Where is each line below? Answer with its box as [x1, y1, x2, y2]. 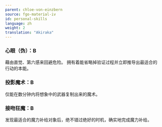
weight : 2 [5, 26, 26, 31]
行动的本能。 [5, 65, 31, 71]
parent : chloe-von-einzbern [5, 7, 63, 12]
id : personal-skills [5, 16, 48, 21]
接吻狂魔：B [5, 104, 34, 111]
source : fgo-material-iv [5, 12, 56, 17]
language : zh [5, 21, 32, 26]
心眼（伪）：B [5, 47, 36, 54]
